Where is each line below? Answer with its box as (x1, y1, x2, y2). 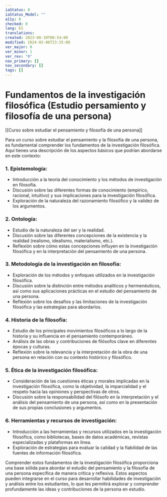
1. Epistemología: (5, 165, 47, 172)
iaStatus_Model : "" (5, 12, 46, 17)
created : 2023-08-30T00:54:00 (5, 35, 68, 40)
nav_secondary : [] (5, 63, 43, 68)
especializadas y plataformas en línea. (12, 439, 91, 445)
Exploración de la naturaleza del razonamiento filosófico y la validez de (12, 198, 159, 204)
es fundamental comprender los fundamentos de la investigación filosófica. (5, 142, 161, 148)
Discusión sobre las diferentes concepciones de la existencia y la (12, 232, 147, 238)
